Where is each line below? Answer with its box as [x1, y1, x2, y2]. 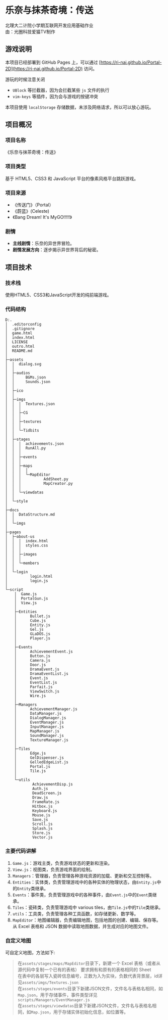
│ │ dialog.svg [5, 362, 42, 367]
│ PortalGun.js [14, 596, 49, 601]
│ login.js [5, 578, 49, 584]
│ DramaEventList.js [14, 671, 69, 676]
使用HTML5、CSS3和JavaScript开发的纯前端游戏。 [5, 292, 112, 298]
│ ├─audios [5, 370, 30, 376]
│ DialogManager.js [14, 716, 66, 721]
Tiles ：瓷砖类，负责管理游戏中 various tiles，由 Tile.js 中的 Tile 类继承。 [12, 904, 163, 910]
